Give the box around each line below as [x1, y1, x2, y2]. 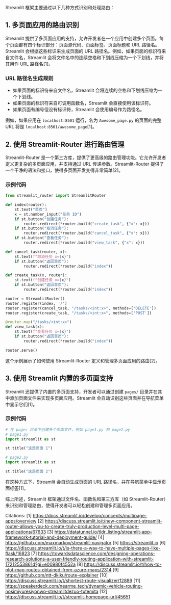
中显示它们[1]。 [5, 401, 37, 407]
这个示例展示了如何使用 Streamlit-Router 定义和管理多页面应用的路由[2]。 [5, 357, 160, 363]
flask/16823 [5, 550, 30, 557]
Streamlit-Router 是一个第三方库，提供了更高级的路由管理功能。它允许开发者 [5, 154, 166, 161]
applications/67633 [5, 529, 46, 535]
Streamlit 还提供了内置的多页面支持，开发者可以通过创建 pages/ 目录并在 [5, 388, 158, 394]
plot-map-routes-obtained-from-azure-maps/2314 [5, 566, 112, 572]
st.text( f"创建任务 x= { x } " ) [14, 277, 71, 283]
